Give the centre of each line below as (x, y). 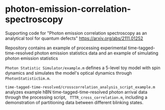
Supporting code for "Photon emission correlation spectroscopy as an (76, 33)
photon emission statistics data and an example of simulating (96, 53)
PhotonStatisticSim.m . (28, 78)
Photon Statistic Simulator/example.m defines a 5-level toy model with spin (83, 68)
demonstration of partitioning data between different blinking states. (74, 102)
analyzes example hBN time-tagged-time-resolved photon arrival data (76, 92)
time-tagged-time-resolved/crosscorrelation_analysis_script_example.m (80, 87)
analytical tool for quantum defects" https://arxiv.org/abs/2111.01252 (74, 38)
